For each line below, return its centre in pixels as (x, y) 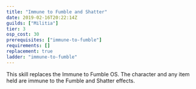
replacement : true (30, 51)
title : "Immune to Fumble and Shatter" (57, 12)
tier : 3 (16, 29)
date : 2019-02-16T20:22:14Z (42, 18)
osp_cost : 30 (23, 35)
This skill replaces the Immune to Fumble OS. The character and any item (98, 74)
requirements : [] (28, 46)
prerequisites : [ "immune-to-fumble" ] (54, 40)
